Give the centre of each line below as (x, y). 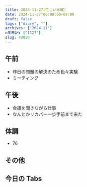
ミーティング (25, 78)
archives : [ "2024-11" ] (29, 28)
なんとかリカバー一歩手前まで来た (47, 114)
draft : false (19, 19)
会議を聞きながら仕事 (34, 108)
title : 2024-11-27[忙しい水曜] (36, 10)
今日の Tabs (24, 179)
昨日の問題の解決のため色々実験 (45, 71)
